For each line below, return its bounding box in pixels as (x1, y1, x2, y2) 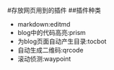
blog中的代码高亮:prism (17, 29, 86, 36)
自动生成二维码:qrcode (17, 46, 84, 54)
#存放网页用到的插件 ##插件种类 (7, 6, 101, 14)
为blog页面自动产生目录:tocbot (17, 37, 107, 45)
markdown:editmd (17, 20, 70, 28)
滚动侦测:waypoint (17, 55, 72, 63)
